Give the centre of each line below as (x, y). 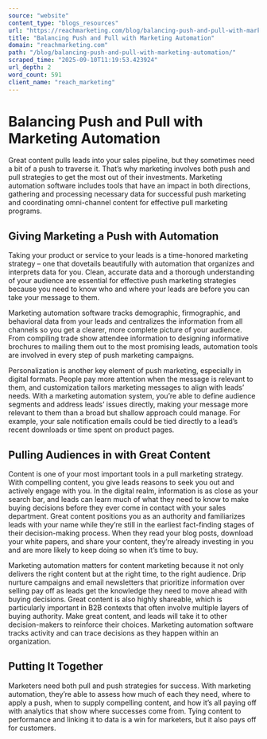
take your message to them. (54, 298)
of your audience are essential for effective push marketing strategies (122, 281)
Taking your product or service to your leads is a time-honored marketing (128, 255)
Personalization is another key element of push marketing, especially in (125, 371)
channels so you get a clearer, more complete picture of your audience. (125, 330)
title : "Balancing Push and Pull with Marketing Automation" (112, 38)
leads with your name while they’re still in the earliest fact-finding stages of (131, 525)
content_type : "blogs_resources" (64, 23)
